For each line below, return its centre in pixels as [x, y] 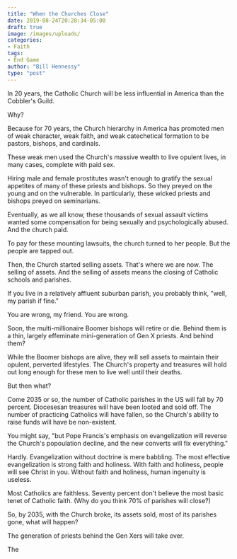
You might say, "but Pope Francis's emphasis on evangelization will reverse [117, 435]
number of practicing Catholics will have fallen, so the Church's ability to [113, 414]
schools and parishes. [40, 279]
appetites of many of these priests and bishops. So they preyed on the [110, 185]
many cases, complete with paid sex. [61, 164]
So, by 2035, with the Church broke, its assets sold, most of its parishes [112, 514]
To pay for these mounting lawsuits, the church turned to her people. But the [119, 243]
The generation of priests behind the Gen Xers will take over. [96, 536]
